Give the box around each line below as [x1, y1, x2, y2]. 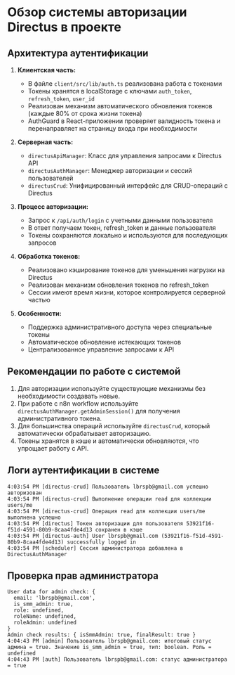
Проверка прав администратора [7, 570, 159, 582]
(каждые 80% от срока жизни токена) [27, 110, 142, 117]
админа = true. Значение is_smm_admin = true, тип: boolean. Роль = [7, 644, 212, 651]
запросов [27, 238, 57, 247]
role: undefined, [13, 607, 65, 614]
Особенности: [17, 309, 62, 317]
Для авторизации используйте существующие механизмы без [17, 384, 206, 392]
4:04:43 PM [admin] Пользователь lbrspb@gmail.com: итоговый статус [7, 638, 212, 645]
